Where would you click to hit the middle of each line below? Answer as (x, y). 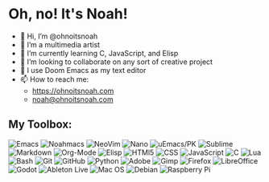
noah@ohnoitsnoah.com (73, 99)
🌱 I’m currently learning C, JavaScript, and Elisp (99, 53)
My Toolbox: (40, 125)
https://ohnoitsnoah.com (73, 91)
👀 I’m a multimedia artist (60, 44)
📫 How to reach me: (54, 79)
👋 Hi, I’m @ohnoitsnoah (59, 36)
